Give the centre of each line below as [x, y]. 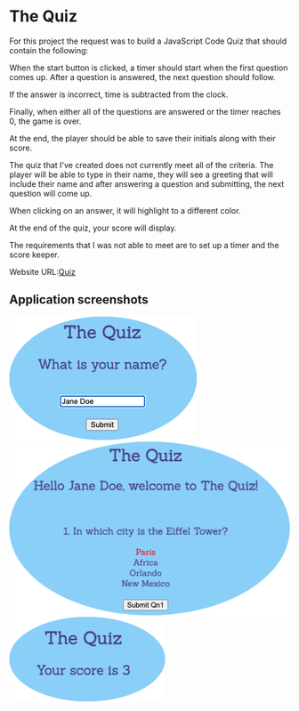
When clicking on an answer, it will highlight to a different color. [125, 210]
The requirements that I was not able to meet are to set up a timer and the [144, 245]
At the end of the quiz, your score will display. [93, 228]
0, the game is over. [45, 121]
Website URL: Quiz [42, 271]
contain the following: [49, 50]
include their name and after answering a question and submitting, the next [147, 183]
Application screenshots [79, 300]
